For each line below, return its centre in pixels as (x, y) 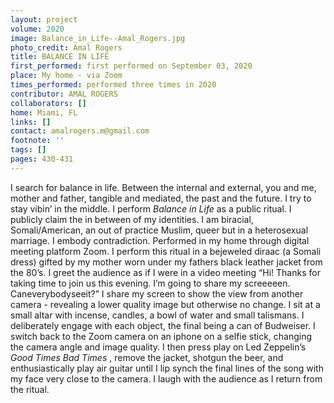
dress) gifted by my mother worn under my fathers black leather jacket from (166, 262)
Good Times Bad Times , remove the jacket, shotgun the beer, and (147, 357)
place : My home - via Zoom (66, 76)
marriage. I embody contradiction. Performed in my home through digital (160, 240)
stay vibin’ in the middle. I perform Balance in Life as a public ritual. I (151, 208)
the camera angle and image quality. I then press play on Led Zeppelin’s (158, 347)
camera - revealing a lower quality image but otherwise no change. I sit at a (165, 304)
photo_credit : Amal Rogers (66, 47)
